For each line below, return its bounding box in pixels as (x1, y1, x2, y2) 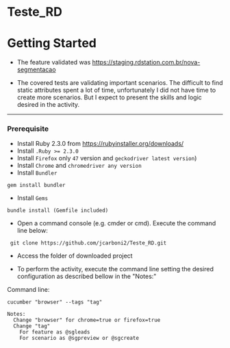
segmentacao (16, 66, 56, 74)
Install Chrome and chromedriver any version (16, 162, 142, 170)
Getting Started (7, 36, 97, 51)
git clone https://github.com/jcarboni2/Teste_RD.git (10, 240, 167, 247)
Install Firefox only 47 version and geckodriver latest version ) (16, 154, 197, 162)
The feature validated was (16, 58, 91, 66)
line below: (16, 227, 48, 235)
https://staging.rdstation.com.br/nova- (92, 58, 201, 66)
